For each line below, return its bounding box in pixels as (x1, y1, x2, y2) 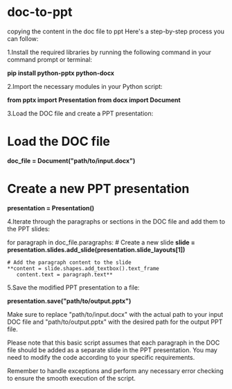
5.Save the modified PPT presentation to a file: (7, 283, 140, 292)
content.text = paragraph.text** (16, 271, 113, 278)
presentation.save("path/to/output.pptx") (7, 297, 132, 305)
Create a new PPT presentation (7, 181, 190, 197)
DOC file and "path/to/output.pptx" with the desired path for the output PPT (7, 317, 223, 326)
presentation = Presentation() (7, 204, 95, 212)
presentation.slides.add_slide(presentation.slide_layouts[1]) (7, 245, 186, 254)
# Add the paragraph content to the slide (7, 258, 132, 266)
